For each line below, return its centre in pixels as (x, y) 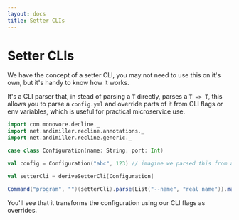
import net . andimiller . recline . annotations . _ (76, 131)
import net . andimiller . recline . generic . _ (70, 138)
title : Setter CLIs (36, 21)
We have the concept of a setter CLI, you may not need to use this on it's (114, 75)
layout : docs (27, 14)
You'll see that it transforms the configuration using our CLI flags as (106, 202)
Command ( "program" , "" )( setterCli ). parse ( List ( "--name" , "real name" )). (117, 189)
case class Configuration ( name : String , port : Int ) (85, 151)
